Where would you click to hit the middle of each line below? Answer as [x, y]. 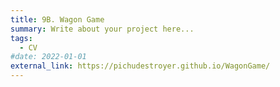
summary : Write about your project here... [102, 29]
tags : [21, 38]
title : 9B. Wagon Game [57, 19]
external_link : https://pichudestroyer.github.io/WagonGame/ [140, 66]
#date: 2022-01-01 [48, 57]
